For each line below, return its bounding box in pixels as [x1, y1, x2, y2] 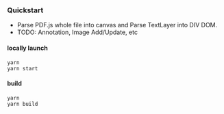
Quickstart [7, 5, 44, 15]
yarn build [7, 100, 38, 107]
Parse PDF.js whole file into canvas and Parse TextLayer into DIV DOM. [16, 21, 218, 29]
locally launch [7, 44, 48, 52]
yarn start [7, 65, 38, 72]
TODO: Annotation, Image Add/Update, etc [16, 28, 138, 36]
